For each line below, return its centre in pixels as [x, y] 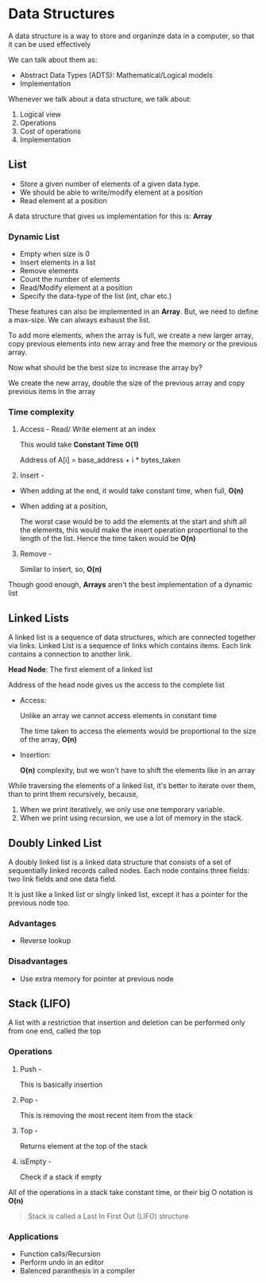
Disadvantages [38, 961]
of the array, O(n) [48, 740]
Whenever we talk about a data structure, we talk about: [100, 99]
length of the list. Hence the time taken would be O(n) [108, 539]
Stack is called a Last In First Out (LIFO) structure [108, 1215]
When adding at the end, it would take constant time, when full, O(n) [131, 491]
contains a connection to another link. [70, 654]
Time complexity [41, 412]
